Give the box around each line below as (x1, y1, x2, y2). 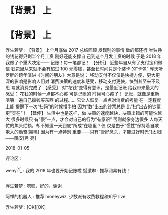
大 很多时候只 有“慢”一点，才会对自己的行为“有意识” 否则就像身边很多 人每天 (5, 116, 163, 122)
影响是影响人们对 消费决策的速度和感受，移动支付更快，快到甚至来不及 (14, 78, 160, 84)
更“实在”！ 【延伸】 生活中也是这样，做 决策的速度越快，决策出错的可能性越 (5, 110, 162, 116)
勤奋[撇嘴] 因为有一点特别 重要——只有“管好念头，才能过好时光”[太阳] (18, 129, 163, 135)
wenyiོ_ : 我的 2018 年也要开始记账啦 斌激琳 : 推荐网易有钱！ (5, 168, 131, 174)
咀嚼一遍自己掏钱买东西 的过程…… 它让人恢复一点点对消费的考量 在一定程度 (5, 97, 162, 103)
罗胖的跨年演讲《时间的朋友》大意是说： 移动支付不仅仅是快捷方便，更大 (5, 72, 156, 78)
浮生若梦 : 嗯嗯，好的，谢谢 (5, 183, 62, 189)
